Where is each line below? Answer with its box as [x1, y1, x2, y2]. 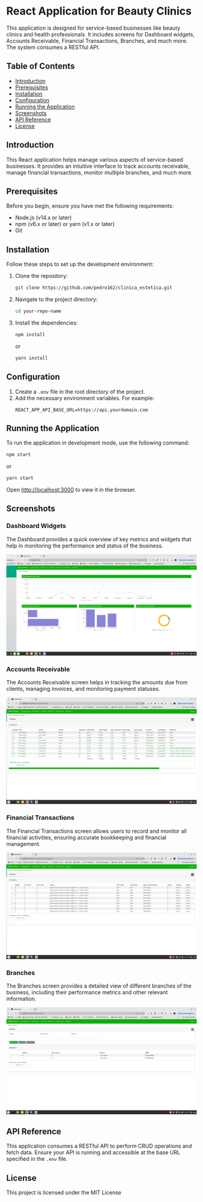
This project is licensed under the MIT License [6, 1189, 122, 1197]
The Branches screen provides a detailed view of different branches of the [6, 982, 192, 989]
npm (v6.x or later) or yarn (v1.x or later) [14, 220, 115, 228]
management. [6, 840, 41, 847]
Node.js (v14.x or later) [14, 214, 72, 222]
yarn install [14, 355, 48, 361]
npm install [14, 331, 45, 337]
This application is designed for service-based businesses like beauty [6, 24, 181, 31]
